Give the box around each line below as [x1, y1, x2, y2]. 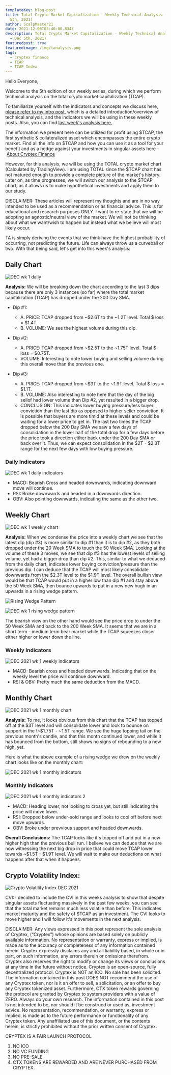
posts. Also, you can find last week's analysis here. [5, 120, 112, 126]
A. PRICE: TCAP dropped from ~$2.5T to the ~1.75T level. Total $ [20, 345, 157, 351]
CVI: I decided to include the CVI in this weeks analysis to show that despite [5, 894, 164, 901]
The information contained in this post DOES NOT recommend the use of [5, 975, 158, 981]
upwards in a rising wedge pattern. [5, 588, 78, 595]
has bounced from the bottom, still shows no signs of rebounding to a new [5, 739, 161, 745]
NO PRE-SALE [12, 1054, 43, 1060]
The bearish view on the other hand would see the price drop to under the [5, 618, 160, 624]
